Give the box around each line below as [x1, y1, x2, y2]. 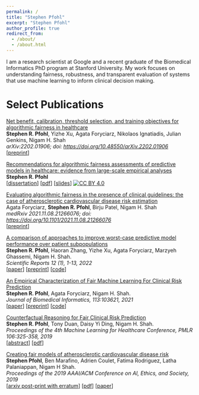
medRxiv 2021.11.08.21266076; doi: [6, 210, 92, 217]
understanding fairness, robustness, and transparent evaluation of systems [6, 71, 190, 78]
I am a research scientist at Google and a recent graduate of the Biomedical [6, 58, 191, 65]
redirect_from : [6, 31, 44, 37]
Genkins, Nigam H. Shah [6, 136, 66, 143]
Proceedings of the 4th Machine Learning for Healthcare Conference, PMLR [6, 326, 193, 333]
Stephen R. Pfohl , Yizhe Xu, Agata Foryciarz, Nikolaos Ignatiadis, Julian [6, 130, 181, 137]
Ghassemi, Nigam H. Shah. [6, 253, 72, 260]
